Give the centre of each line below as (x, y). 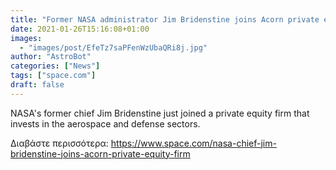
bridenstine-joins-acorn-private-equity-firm (100, 153)
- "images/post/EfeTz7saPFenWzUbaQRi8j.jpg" (113, 47)
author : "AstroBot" (51, 57)
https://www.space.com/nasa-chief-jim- (193, 143)
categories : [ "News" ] (55, 66)
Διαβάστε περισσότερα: (59, 143)
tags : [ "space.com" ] (53, 76)
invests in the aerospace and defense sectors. (105, 123)
